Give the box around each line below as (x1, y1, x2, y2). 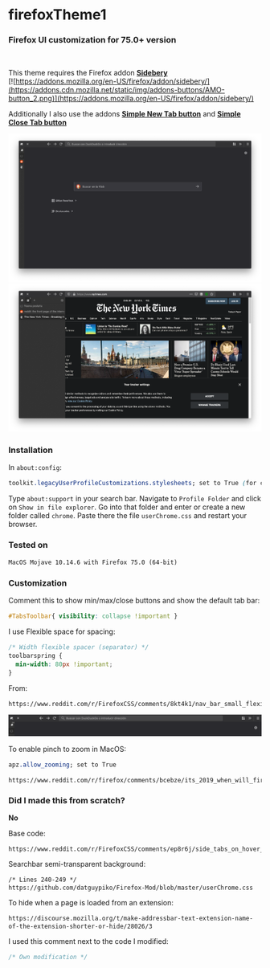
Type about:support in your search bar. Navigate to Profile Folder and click (8, 493, 262, 503)
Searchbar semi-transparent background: (8, 860, 146, 869)
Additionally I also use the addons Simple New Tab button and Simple (8, 109, 241, 119)
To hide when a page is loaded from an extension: (8, 898, 174, 908)
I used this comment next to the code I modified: (8, 937, 169, 946)
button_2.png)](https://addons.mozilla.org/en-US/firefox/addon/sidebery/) (8, 94, 255, 104)
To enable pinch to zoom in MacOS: (8, 745, 127, 754)
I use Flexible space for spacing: (8, 627, 116, 636)
